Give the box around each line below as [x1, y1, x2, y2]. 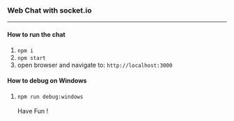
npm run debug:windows [17, 93, 84, 100]
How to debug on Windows [7, 76, 87, 85]
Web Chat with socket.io [7, 6, 92, 15]
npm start [17, 54, 47, 61]
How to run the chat [7, 30, 66, 38]
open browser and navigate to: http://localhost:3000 [17, 60, 173, 69]
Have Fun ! [17, 106, 49, 115]
